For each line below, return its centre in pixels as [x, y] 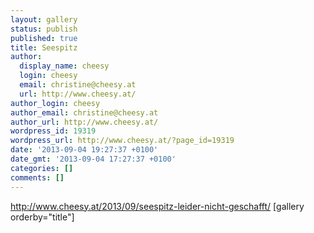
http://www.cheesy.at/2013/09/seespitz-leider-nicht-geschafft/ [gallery [157, 206]
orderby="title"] [42, 217]
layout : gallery [44, 19]
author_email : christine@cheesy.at [84, 112]
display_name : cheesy [64, 66]
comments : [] [37, 177]
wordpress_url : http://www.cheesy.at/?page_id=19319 [122, 141]
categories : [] [42, 168]
